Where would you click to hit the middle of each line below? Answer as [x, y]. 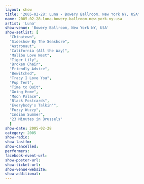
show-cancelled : [22, 147]
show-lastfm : [18, 142]
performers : [17, 151]
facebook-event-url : [26, 156]
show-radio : [17, 137]
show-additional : [23, 174]
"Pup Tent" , [22, 82]
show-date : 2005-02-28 [28, 128]
